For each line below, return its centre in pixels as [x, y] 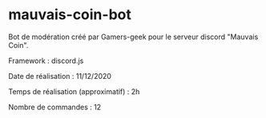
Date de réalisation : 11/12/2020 [60, 76]
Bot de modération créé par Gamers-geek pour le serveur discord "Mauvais [133, 37]
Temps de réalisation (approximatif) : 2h [74, 91]
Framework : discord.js [46, 61]
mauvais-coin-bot [70, 15]
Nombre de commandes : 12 [55, 107]
